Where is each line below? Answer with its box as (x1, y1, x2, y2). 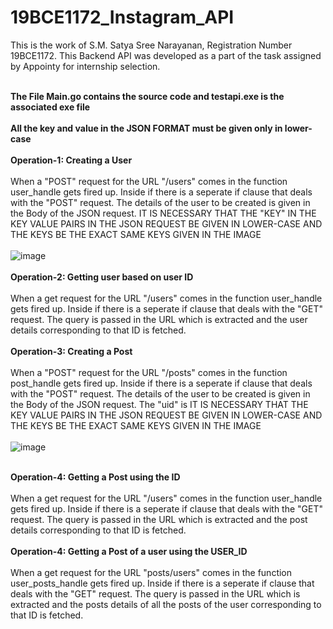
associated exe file (10, 101, 91, 113)
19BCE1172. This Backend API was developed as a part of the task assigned (10, 49, 322, 61)
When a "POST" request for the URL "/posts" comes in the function (10, 366, 288, 378)
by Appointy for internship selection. (10, 60, 161, 72)
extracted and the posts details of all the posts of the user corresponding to (10, 598, 322, 610)
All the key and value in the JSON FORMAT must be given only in (10, 122, 283, 134)
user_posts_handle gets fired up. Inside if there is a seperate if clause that (10, 577, 315, 589)
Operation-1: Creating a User (10, 154, 133, 166)
